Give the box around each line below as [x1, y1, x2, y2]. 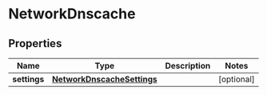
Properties [8, 37, 62, 50]
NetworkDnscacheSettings [51, 73, 157, 85]
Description [165, 61, 211, 71]
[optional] [218, 73, 256, 85]
